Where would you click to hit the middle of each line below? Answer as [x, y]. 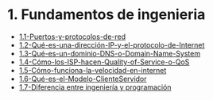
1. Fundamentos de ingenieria [106, 15]
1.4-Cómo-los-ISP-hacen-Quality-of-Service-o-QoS [104, 62]
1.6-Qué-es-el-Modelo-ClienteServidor [83, 79]
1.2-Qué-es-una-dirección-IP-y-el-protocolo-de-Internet [112, 44]
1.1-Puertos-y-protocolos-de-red [72, 37]
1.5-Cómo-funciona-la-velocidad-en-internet [93, 70]
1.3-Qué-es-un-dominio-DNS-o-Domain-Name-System [109, 53]
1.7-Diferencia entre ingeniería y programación [95, 87]
